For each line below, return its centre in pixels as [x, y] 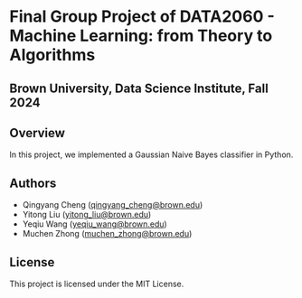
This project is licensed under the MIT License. [97, 284]
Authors [33, 183]
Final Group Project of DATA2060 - [142, 17]
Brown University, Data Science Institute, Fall [139, 88]
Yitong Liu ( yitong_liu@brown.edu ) [87, 215]
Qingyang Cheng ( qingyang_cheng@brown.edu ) [113, 205]
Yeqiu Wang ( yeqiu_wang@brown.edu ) [94, 224]
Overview [38, 133]
